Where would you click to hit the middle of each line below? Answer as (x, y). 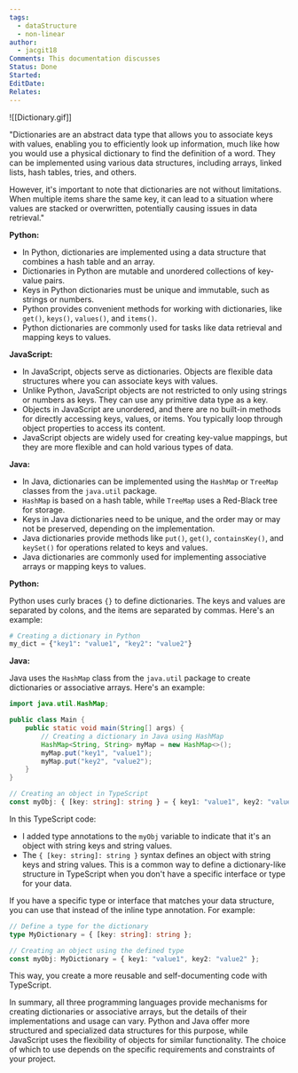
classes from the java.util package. (90, 490)
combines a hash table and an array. (88, 261)
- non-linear (41, 34)
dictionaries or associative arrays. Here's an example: (107, 688)
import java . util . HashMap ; (59, 704)
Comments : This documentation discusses (85, 59)
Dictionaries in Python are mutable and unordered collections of (139, 271)
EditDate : (27, 83)
